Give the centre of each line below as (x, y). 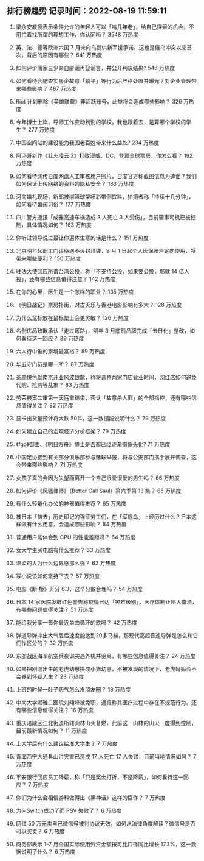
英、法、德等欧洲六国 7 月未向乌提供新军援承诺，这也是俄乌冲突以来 (101, 47)
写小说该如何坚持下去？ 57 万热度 (57, 576)
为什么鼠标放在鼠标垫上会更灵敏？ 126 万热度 (72, 317)
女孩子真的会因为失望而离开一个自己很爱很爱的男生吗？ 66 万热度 (98, 478)
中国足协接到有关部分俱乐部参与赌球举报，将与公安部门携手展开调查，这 (106, 457)
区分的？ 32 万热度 (50, 643)
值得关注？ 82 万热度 (47, 405)
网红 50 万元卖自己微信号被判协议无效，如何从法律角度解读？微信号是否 (106, 823)
